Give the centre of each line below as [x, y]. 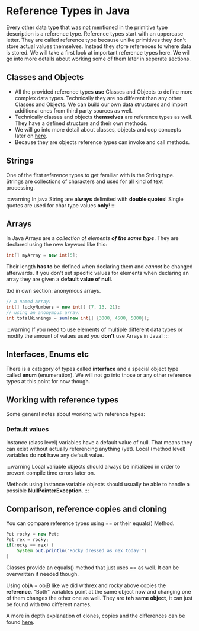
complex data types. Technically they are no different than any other [98, 98]
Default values [28, 430]
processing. [21, 187]
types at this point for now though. [48, 381]
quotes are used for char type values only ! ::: [61, 205]
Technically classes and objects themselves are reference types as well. [104, 117]
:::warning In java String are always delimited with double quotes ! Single [95, 199]
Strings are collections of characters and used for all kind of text [84, 181]
